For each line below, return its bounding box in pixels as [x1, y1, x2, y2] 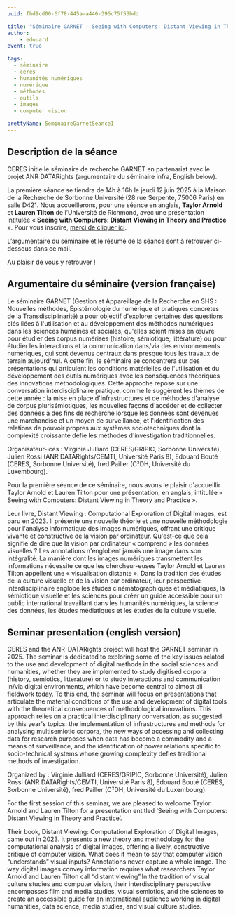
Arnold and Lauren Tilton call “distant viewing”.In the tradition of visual [7, 872, 210, 881]
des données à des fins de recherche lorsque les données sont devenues [7, 409, 219, 417]
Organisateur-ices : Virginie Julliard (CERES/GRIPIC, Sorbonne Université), [7, 444, 222, 453]
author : [7, 29, 30, 37]
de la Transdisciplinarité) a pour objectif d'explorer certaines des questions [7, 312, 224, 320]
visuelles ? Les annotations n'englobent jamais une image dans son [7, 546, 201, 555]
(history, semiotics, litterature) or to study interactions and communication [7, 675, 221, 683]
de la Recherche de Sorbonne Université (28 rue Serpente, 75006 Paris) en [7, 193, 225, 202]
